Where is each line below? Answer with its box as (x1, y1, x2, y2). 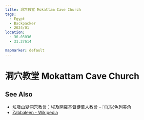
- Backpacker (9, 21, 36, 26)
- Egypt (9, 16, 25, 21)
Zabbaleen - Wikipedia (12, 109, 58, 115)
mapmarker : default (5, 48, 45, 53)
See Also (5, 90, 33, 98)
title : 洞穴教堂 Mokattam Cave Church (5, 7, 82, 12)
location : (5, 30, 25, 35)
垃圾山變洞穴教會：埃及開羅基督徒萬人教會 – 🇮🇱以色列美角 (12, 104, 132, 110)
